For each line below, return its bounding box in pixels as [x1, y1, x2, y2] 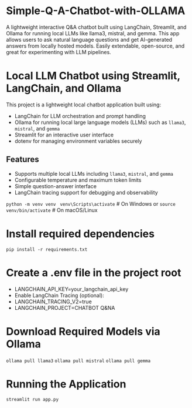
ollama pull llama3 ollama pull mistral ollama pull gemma [6, 357, 151, 364]
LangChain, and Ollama [6, 82, 122, 95]
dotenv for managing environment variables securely [14, 137, 142, 145]
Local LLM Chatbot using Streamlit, [6, 69, 180, 83]
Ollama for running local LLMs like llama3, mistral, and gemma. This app [6, 29, 180, 36]
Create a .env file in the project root [6, 266, 181, 279]
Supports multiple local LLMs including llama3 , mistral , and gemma [14, 170, 174, 177]
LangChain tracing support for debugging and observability [14, 189, 158, 196]
